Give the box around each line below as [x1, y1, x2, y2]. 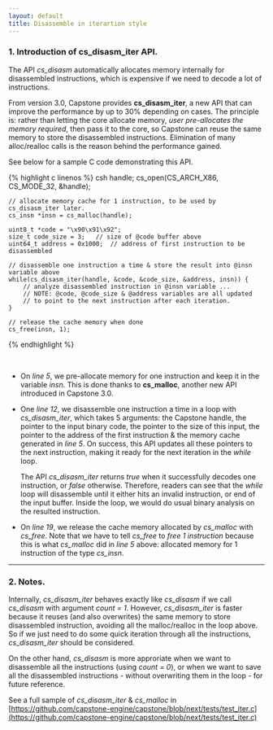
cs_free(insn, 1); [8, 325, 71, 334]
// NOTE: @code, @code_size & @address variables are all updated [23, 290, 253, 298]
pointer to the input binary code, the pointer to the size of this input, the [19, 421, 260, 431]
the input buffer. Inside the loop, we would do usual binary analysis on [19, 497, 255, 507]
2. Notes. [8, 575, 45, 587]
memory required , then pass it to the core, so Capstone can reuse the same [8, 124, 262, 133]
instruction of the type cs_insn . [19, 548, 124, 557]
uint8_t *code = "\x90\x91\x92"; [8, 225, 122, 234]
